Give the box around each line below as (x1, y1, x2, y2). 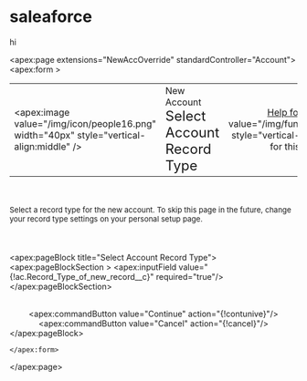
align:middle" (14, 139, 71, 152)
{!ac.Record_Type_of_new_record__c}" (9, 271, 154, 282)
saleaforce (9, 6, 93, 27)
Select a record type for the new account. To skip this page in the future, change (9, 204, 292, 215)
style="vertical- (77, 129, 146, 141)
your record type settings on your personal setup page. (9, 213, 203, 224)
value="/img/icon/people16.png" (14, 117, 157, 129)
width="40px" (14, 129, 75, 141)
